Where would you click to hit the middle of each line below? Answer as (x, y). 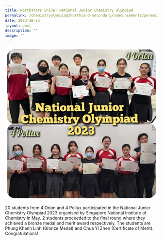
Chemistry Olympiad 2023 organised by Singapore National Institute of (76, 213)
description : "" (21, 31)
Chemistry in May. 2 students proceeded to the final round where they (75, 218)
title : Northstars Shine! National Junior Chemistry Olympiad (69, 10)
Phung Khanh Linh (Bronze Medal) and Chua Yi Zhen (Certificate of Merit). (79, 228)
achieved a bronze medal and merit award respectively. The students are (78, 223)
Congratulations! (22, 233)
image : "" (15, 36)
